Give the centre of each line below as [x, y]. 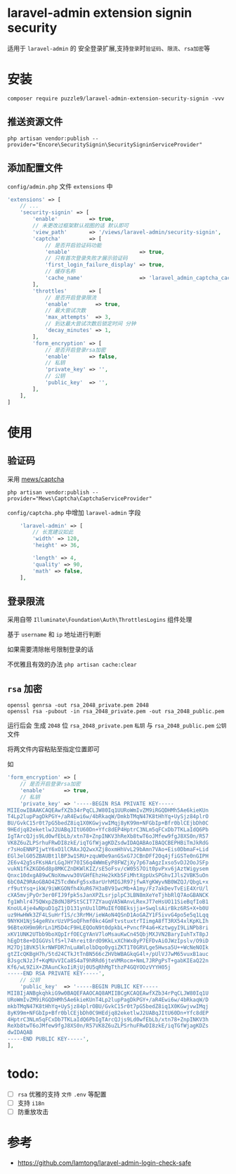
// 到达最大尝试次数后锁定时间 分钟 [90, 324]
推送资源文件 [35, 122]
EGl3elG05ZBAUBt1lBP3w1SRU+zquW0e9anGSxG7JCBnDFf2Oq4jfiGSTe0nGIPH [108, 856]
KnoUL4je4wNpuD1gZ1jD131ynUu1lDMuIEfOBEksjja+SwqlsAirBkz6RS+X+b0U [108, 908]
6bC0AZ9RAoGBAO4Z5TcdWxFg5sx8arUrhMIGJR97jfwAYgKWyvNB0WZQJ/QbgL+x [108, 882]
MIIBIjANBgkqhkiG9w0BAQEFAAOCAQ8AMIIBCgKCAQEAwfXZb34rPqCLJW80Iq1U [108, 993]
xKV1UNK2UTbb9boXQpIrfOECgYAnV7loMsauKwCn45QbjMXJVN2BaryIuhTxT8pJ [108, 934]
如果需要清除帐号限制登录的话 [50, 649]
